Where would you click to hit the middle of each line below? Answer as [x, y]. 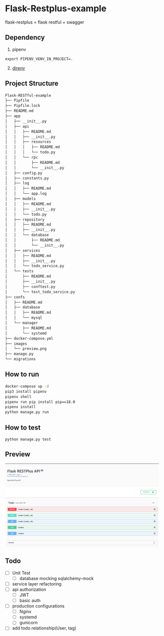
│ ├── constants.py [27, 178]
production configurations [38, 606]
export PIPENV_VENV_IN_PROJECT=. [39, 59]
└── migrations [20, 359]
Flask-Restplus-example [56, 9]
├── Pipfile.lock [23, 106]
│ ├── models [20, 199]
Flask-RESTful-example [28, 95]
